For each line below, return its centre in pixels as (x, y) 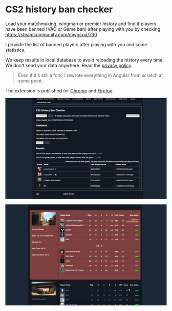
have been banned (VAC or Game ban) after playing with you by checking (83, 29)
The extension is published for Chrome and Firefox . (59, 90)
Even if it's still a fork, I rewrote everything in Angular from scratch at (90, 75)
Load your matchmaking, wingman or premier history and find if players (81, 24)
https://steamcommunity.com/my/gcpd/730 (51, 34)
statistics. (15, 50)
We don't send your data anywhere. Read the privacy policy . (69, 65)
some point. (30, 81)
